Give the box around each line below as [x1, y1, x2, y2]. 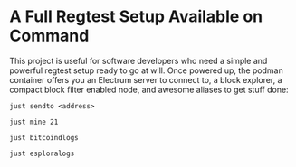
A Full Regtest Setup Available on [9, 6, 263, 27]
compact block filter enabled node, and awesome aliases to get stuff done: [9, 84, 289, 95]
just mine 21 [9, 117, 59, 126]
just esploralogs [9, 149, 75, 158]
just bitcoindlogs [9, 133, 79, 142]
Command [9, 25, 90, 46]
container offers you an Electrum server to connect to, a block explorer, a [9, 74, 282, 85]
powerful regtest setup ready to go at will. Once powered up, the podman [9, 65, 283, 76]
